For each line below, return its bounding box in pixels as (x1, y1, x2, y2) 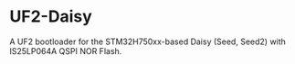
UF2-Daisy (9, 6, 93, 27)
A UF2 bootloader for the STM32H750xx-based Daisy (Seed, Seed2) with (9, 36, 286, 47)
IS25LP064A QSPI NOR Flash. (9, 45, 122, 56)
